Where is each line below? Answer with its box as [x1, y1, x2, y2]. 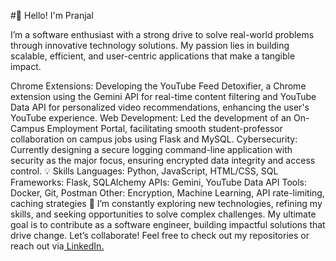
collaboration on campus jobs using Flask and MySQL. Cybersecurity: [10, 133, 298, 145]
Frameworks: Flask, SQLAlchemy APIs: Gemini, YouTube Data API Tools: [10, 176, 308, 188]
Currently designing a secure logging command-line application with [10, 144, 293, 155]
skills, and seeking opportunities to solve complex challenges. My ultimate [10, 208, 317, 220]
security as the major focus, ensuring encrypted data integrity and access [10, 155, 316, 166]
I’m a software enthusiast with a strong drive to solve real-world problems [10, 29, 315, 40]
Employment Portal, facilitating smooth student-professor [46, 123, 283, 134]
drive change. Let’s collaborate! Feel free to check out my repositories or [10, 230, 310, 241]
